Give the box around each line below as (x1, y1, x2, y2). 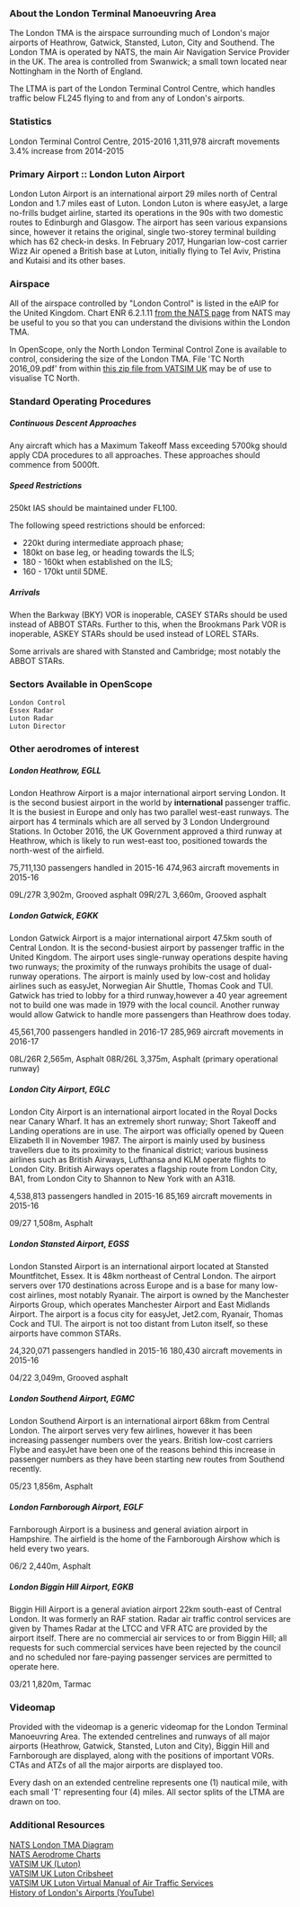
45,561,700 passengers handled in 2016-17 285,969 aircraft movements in (9, 1026, 285, 1037)
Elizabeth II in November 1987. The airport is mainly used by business (9, 1135, 266, 1146)
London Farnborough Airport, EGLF (9, 1501, 144, 1512)
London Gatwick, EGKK (9, 909, 99, 920)
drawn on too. (9, 1796, 61, 1807)
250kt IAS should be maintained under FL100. (9, 503, 178, 514)
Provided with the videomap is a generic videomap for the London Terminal (9, 1722, 288, 1732)
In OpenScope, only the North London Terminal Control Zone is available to (9, 345, 287, 355)
